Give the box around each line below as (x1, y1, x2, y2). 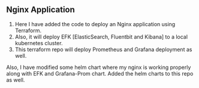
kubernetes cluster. (14, 39, 63, 46)
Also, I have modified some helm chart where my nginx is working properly (6, 64, 191, 71)
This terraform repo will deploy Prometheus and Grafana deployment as (14, 46, 192, 53)
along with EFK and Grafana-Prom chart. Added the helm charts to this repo (6, 70, 194, 77)
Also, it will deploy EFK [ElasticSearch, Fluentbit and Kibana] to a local (14, 33, 188, 40)
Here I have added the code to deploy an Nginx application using (14, 20, 176, 27)
